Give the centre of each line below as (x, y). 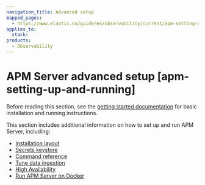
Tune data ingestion (40, 162)
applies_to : (21, 29)
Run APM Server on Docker (49, 176)
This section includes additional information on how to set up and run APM (100, 125)
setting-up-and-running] (71, 90)
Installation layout (37, 143)
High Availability (35, 169)
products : (19, 40)
